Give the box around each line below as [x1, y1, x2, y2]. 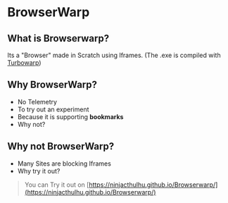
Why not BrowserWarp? [7, 140, 115, 152]
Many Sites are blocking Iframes [17, 159, 111, 168]
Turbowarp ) [7, 59, 42, 67]
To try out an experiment [17, 105, 89, 113]
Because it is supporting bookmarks [17, 112, 124, 121]
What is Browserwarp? [7, 32, 110, 44]
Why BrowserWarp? [7, 79, 97, 91]
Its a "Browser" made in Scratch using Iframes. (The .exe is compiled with [7, 51, 221, 59]
